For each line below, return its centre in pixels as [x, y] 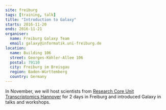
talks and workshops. [28, 102]
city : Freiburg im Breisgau [40, 67]
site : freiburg [21, 10]
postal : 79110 [25, 62]
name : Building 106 [31, 53]
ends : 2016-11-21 [24, 29]
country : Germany [28, 77]
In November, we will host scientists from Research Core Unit [70, 91]
